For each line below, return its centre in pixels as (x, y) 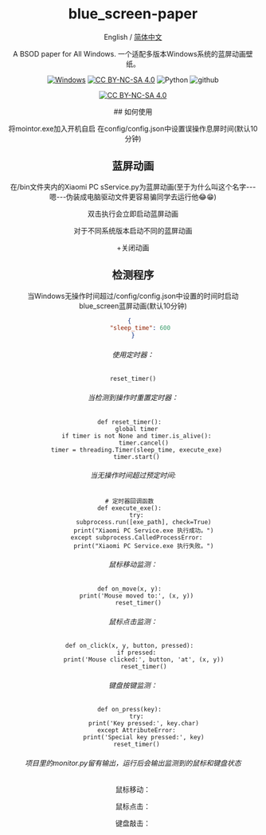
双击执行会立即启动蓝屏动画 (133, 214)
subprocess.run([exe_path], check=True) (144, 522)
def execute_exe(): (130, 508)
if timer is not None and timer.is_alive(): (137, 436)
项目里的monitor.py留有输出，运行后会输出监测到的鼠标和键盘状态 (133, 763)
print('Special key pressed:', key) (143, 738)
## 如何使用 (133, 112)
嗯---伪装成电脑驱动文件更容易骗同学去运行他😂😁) (133, 197)
